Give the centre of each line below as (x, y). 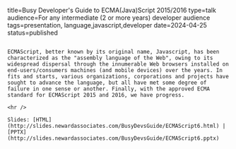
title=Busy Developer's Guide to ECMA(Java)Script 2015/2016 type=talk (112, 10)
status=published (33, 32)
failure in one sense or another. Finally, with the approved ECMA (109, 89)
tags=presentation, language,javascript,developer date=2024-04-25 (107, 25)
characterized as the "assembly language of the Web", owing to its (110, 58)
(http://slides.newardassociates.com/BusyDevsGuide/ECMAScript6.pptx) (113, 138)
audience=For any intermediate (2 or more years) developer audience (109, 18)
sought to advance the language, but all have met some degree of (107, 83)
